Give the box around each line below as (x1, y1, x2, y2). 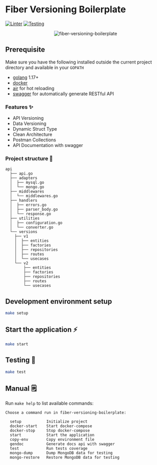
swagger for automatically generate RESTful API (12, 91, 114, 97)
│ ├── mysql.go (10, 180, 44, 185)
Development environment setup (5, 297, 112, 306)
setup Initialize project (10, 419, 88, 425)
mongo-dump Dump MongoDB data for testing (10, 451, 113, 456)
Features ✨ (5, 103, 34, 111)
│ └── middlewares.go (10, 194, 58, 199)
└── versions (10, 229, 38, 235)
